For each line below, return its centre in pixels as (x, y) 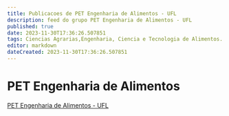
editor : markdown (32, 46)
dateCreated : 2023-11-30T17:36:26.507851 (67, 52)
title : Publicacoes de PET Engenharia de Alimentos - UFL (92, 13)
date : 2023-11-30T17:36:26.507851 (57, 33)
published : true (30, 26)
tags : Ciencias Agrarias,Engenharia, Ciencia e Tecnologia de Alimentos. (115, 39)
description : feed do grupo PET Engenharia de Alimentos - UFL (100, 20)
